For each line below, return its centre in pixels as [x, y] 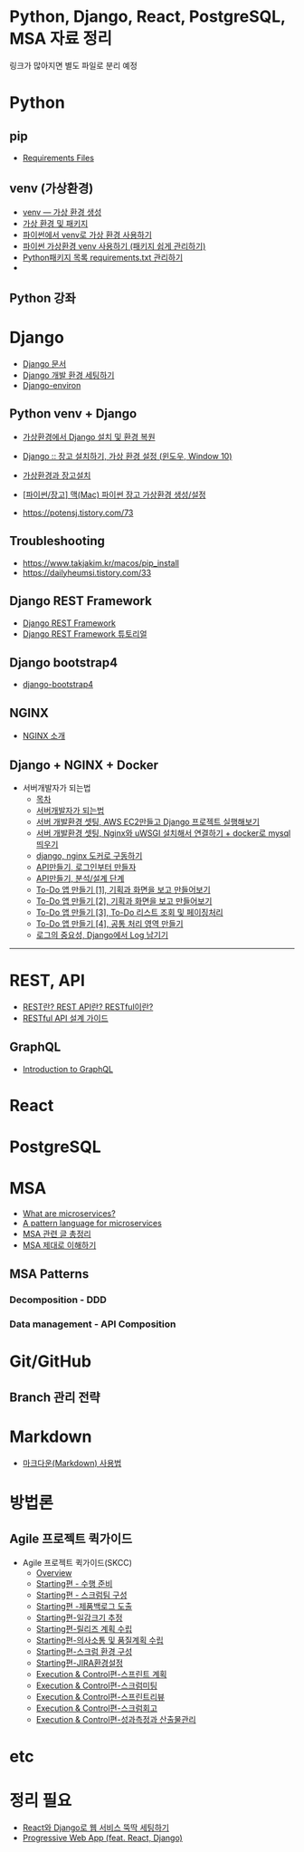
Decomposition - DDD [58, 1300]
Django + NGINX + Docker [84, 765]
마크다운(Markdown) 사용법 [72, 1463]
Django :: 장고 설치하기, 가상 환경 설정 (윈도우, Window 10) [127, 456]
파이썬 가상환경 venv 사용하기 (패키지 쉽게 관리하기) [114, 245]
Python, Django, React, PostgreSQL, [147, 17]
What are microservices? [69, 1214]
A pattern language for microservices [92, 1223]
